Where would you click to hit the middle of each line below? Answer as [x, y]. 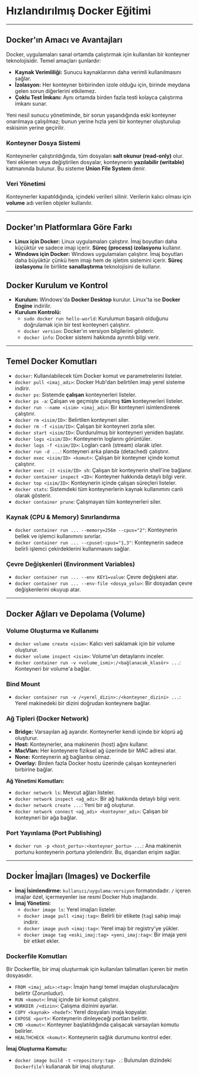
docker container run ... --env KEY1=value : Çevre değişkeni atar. [97, 577]
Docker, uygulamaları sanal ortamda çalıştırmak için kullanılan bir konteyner [98, 54]
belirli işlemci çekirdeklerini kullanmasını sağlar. [72, 549]
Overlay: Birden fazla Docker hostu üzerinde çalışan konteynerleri [95, 763]
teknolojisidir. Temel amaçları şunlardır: [54, 60]
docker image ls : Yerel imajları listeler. [70, 909]
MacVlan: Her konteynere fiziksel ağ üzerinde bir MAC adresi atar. [96, 750]
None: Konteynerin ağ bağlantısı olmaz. [63, 757]
